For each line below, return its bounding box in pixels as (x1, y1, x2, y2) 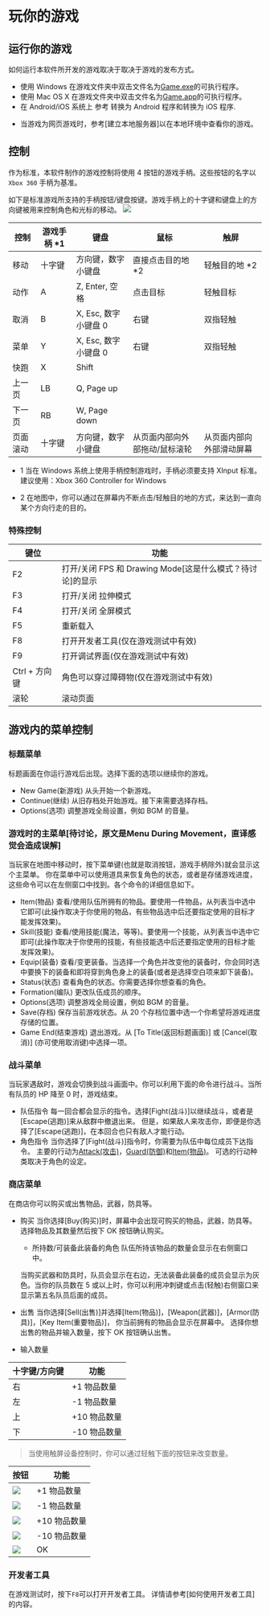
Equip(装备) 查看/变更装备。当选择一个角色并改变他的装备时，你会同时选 (19, 958, 260, 967)
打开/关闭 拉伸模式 (61, 590, 132, 601)
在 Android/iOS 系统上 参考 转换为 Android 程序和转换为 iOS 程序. (19, 102, 236, 111)
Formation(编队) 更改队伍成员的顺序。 (19, 987, 146, 997)
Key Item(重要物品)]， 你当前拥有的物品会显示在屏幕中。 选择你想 (42, 1317, 259, 1327)
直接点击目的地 (132, 254, 190, 265)
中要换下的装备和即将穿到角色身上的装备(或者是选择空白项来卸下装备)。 (19, 967, 259, 977)
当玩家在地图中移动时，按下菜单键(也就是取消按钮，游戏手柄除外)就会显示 (8, 859, 253, 869)
